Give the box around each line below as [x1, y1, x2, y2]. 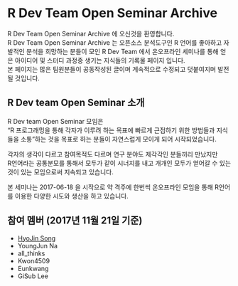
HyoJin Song [17, 233, 56, 243]
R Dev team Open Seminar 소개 [7, 97, 145, 109]
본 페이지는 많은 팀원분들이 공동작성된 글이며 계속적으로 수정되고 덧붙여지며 [7, 65, 217, 73]
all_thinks [17, 249, 45, 258]
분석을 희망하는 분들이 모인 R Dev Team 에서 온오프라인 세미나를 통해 [26, 47, 219, 55]
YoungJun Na [17, 241, 58, 250]
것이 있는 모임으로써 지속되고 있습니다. [7, 167, 114, 176]
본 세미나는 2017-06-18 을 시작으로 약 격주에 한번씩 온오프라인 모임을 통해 [7, 183, 213, 191]
